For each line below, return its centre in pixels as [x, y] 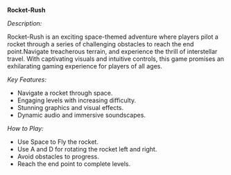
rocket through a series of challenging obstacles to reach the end [101, 44]
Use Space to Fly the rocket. [58, 142]
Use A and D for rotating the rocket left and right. [87, 149]
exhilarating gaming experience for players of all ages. [85, 66]
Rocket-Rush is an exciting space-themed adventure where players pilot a [113, 37]
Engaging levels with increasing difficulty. [77, 100]
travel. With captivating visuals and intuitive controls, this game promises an [115, 59]
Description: [25, 23]
